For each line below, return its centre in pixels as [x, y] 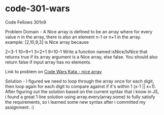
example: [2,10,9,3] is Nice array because [47, 42]
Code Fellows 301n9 [26, 22]
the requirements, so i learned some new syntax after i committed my [76, 102]
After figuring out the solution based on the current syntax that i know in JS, [82, 91]
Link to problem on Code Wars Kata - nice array [53, 71]
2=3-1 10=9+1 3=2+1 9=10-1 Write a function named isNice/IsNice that [76, 52]
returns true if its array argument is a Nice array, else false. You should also [82, 57]
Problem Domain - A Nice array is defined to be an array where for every [79, 31]
